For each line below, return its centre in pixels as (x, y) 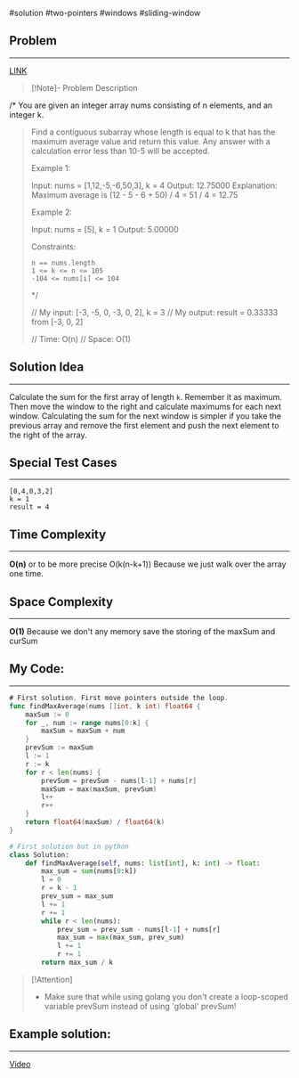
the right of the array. (48, 435)
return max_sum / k (77, 962)
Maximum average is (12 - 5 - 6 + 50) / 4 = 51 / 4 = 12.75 (134, 194)
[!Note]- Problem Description (84, 87)
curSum (24, 641)
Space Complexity (61, 602)
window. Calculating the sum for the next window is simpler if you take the (145, 416)
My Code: (37, 669)
